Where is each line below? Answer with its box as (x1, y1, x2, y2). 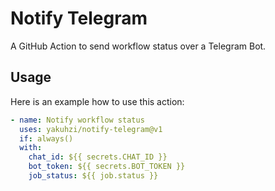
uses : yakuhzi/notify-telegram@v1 (19, 124, 163, 134)
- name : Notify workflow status (10, 115, 145, 125)
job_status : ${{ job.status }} (28, 171, 159, 181)
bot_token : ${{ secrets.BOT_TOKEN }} (28, 162, 186, 172)
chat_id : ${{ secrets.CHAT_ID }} (28, 152, 168, 162)
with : (19, 143, 43, 153)
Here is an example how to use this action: (10, 95, 185, 107)
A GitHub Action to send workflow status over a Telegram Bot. (10, 40, 267, 52)
